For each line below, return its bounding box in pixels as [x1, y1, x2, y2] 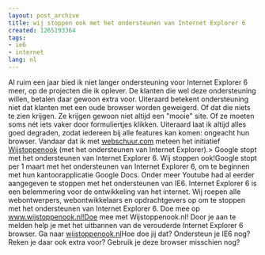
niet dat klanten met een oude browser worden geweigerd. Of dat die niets [8, 102, 251, 112]
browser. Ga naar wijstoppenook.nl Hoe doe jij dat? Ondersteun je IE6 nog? [8, 229, 251, 238]
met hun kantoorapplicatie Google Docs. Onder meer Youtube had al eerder [8, 169, 255, 179]
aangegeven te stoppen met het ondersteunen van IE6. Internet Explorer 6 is [8, 178, 257, 188]
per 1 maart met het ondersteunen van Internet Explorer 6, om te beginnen [8, 162, 250, 171]
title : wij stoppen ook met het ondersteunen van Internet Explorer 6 [8, 19, 246, 27]
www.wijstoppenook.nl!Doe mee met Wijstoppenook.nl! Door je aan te [8, 211, 237, 222]
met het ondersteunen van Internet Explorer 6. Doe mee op [8, 204, 200, 213]
